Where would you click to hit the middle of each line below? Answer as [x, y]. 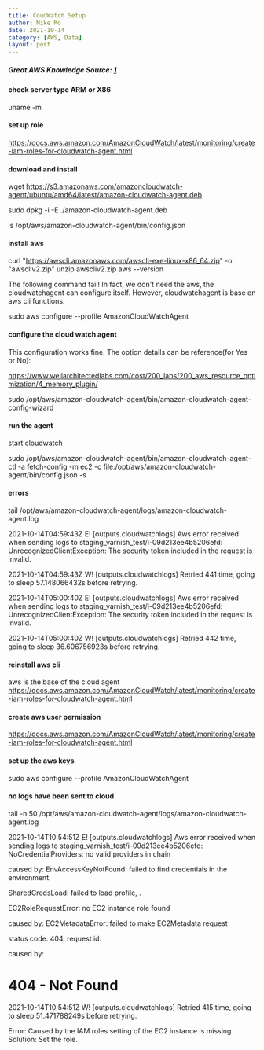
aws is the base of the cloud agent [64, 682]
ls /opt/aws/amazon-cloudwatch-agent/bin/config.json [97, 226]
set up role [26, 125]
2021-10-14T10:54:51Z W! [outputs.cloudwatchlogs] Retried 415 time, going [130, 1007]
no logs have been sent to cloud [61, 796]
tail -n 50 [23, 813]
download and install [43, 169]
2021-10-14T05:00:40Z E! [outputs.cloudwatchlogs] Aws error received [124, 598]
